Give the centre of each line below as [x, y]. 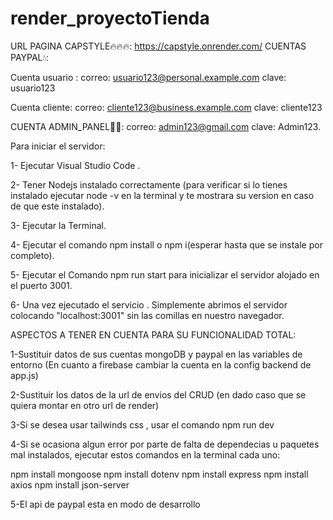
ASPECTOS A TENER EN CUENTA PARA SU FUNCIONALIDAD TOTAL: [153, 334]
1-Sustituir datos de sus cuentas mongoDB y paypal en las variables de [156, 354]
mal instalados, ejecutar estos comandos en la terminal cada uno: [145, 454]
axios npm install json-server [70, 484]
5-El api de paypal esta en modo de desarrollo [105, 504]
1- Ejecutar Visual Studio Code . [75, 165]
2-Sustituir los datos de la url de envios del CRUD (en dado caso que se [158, 394]
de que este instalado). [57, 206]
